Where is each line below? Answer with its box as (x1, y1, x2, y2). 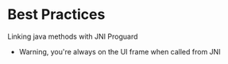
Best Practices (7, 6, 106, 24)
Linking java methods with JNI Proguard (7, 32, 138, 41)
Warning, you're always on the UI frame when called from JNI (18, 47, 221, 56)
